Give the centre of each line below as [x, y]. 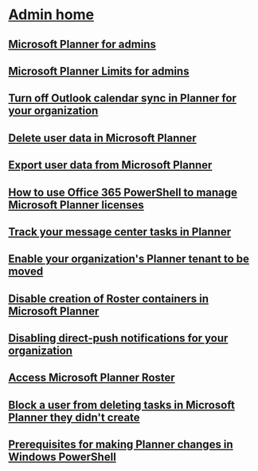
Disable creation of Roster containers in [109, 298]
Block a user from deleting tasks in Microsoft [121, 405]
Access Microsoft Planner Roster [92, 378]
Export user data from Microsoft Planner [110, 165]
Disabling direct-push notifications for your [118, 338]
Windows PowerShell [63, 457]
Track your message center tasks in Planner [120, 232]
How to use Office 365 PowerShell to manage [123, 192]
